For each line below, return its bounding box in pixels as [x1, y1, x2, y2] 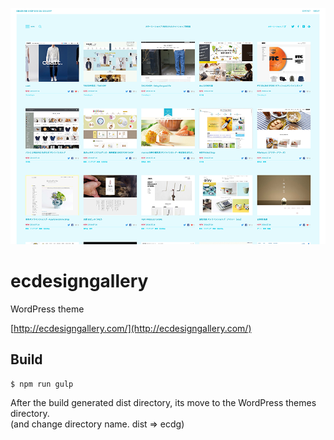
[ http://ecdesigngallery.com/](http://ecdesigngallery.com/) [10, 322, 252, 334]
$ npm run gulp [10, 379, 74, 389]
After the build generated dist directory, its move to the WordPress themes [10, 396, 317, 408]
